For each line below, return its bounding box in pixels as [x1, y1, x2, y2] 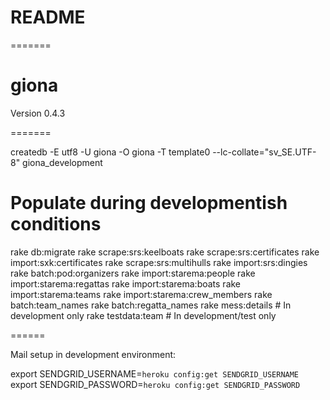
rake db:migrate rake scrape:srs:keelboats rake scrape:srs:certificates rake [10, 246, 320, 258]
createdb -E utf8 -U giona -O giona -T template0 [10, 146, 211, 158]
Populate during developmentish [10, 192, 288, 215]
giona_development [22, 156, 103, 168]
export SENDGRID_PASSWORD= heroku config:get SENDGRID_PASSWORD [10, 378, 301, 390]
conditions [10, 213, 102, 236]
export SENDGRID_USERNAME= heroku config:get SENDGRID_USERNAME [10, 367, 300, 380]
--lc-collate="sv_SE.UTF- [212, 146, 317, 158]
